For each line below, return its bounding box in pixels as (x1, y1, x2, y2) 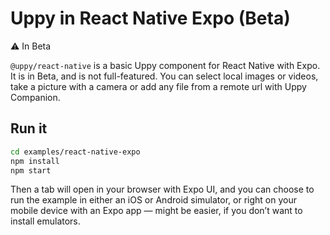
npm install (10, 156, 60, 166)
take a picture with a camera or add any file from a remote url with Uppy (10, 80, 307, 92)
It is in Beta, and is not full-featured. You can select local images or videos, (10, 70, 319, 82)
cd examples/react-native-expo (10, 147, 141, 157)
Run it (10, 120, 48, 137)
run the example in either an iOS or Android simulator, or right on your (10, 194, 298, 206)
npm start (10, 165, 52, 176)
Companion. (10, 91, 61, 103)
